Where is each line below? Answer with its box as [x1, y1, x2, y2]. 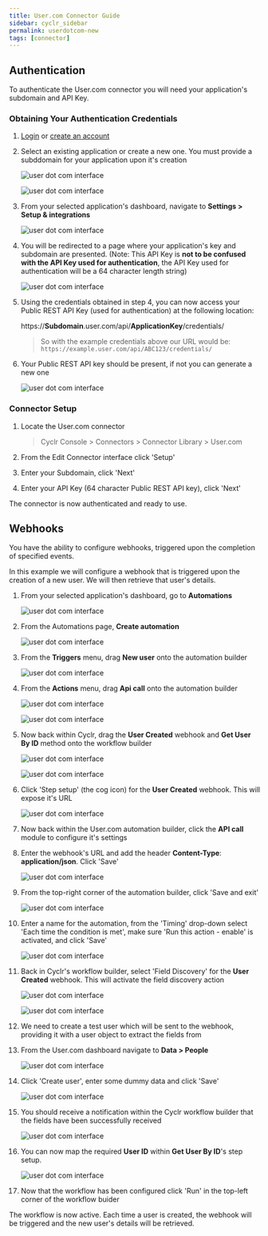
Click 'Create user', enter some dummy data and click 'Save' [20, 1076, 219, 1086]
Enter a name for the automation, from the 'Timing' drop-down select [20, 919, 248, 929]
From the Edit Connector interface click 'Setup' [20, 452, 175, 462]
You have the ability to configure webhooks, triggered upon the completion [9, 543, 256, 553]
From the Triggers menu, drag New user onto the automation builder [20, 652, 248, 663]
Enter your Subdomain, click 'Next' [20, 468, 136, 477]
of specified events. [9, 552, 75, 561]
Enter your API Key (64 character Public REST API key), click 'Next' [20, 483, 242, 493]
